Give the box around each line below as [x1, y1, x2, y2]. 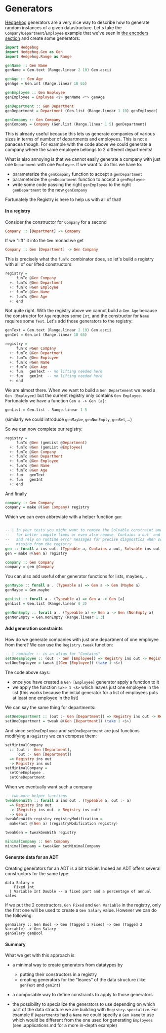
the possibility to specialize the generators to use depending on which [12, 1001, 156, 1007]
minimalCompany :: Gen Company [5, 839, 70, 844]
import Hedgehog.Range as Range [5, 54, 72, 59]
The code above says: [5, 669, 50, 675]
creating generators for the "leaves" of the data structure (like [19, 977, 146, 983]
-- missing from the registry [5, 541, 72, 546]
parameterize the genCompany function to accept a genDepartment [12, 171, 143, 177]
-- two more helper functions [5, 793, 68, 799]
